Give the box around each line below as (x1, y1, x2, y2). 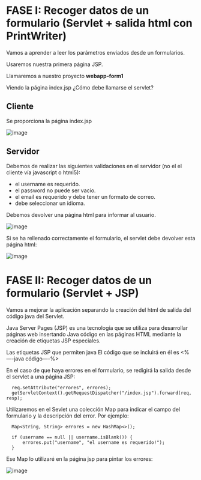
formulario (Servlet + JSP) (6, 286, 139, 300)
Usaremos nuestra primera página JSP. (6, 61, 103, 68)
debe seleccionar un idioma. (14, 199, 85, 207)
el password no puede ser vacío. (14, 187, 96, 194)
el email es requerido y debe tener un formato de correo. (14, 193, 156, 200)
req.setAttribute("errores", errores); (11, 384, 112, 390)
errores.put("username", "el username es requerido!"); (22, 439, 165, 445)
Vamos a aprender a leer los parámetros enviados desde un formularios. (6, 49, 185, 56)
